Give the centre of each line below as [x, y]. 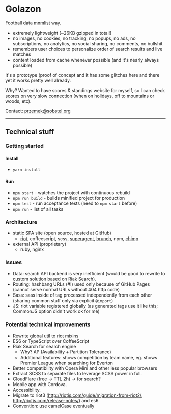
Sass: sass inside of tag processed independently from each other [82, 295]
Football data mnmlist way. [33, 23]
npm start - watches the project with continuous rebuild [71, 193]
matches [22, 54]
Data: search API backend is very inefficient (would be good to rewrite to [89, 274]
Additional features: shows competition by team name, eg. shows [89, 357]
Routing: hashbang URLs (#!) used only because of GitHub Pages [81, 284]
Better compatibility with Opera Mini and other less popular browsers [85, 368]
